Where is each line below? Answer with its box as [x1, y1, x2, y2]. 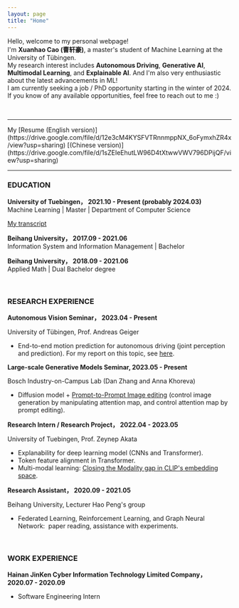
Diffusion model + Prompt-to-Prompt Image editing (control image [17, 390, 212, 400]
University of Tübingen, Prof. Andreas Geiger [7, 328, 139, 336]
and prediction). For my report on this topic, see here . [17, 349, 175, 358]
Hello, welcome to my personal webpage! [7, 36, 129, 45]
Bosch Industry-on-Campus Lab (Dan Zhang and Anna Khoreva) [7, 377, 196, 385]
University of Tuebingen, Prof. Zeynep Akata [7, 435, 137, 443]
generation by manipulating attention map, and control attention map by [17, 398, 228, 407]
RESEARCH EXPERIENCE [7, 296, 95, 306]
